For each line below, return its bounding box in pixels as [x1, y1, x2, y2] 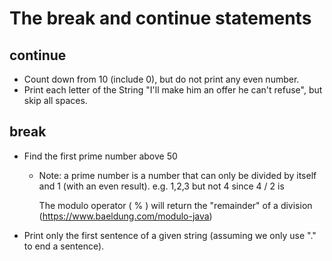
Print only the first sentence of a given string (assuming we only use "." [23, 229, 317, 241]
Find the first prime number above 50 [23, 150, 178, 162]
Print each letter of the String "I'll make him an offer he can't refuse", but [23, 84, 323, 96]
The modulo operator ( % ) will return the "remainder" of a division [38, 199, 313, 211]
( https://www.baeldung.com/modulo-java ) [38, 210, 213, 222]
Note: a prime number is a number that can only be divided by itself [38, 169, 317, 181]
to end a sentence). [23, 240, 105, 252]
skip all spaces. [23, 95, 88, 106]
